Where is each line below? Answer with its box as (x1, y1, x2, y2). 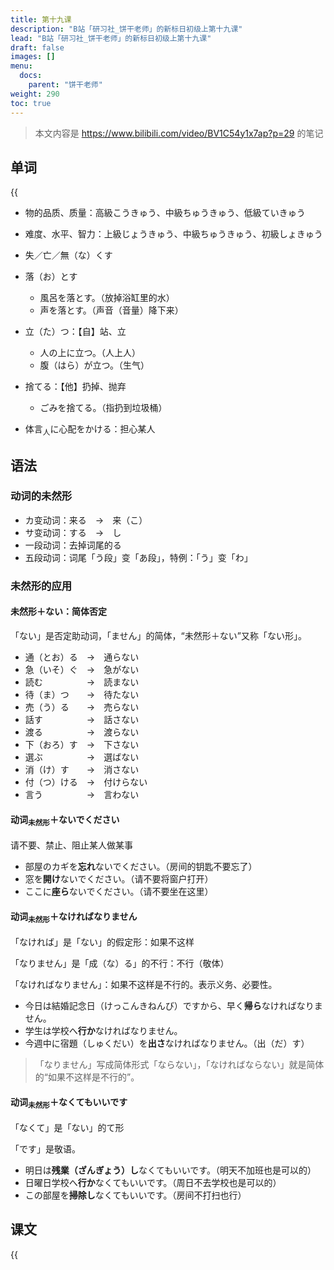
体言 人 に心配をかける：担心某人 (24, 423, 156, 438)
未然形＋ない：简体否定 (10, 606, 107, 618)
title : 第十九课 (10, 14, 72, 25)
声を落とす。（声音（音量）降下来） (39, 304, 184, 316)
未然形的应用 (10, 579, 73, 593)
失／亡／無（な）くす (24, 249, 113, 261)
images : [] (10, 52, 56, 62)
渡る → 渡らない (24, 726, 140, 738)
